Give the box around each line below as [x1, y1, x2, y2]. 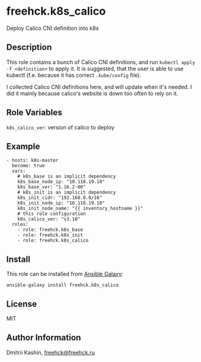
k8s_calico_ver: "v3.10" [17, 216, 81, 222]
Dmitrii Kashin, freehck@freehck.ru [6, 349, 95, 356]
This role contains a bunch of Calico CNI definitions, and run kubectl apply [6, 58, 196, 65]
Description [6, 42, 52, 52]
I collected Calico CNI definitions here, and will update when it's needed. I [6, 83, 192, 90]
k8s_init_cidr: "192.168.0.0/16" [17, 195, 103, 201]
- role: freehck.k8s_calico [17, 237, 89, 244]
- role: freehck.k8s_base [17, 227, 84, 233]
